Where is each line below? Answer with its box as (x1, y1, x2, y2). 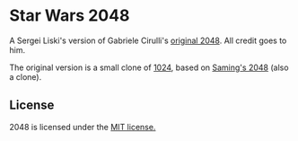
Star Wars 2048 (9, 5, 130, 26)
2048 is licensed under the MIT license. (9, 121, 156, 132)
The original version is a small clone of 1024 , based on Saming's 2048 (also (9, 62, 289, 73)
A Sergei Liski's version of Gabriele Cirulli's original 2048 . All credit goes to (9, 35, 287, 46)
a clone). (9, 71, 42, 82)
